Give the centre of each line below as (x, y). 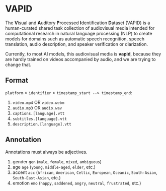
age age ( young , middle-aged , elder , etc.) (54, 167)
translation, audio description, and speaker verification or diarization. (77, 44)
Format (17, 80)
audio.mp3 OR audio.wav (37, 108)
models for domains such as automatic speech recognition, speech (75, 39)
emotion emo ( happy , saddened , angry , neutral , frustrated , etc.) (77, 183)
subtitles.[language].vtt (39, 119)
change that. (18, 65)
